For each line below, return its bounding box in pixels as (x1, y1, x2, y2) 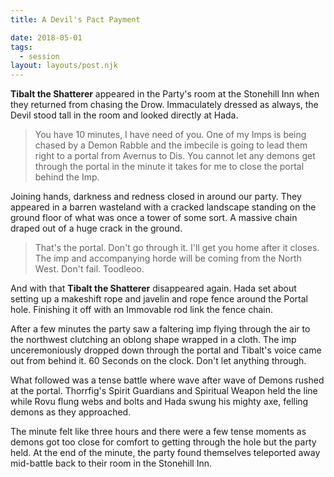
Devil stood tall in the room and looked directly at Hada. (10, 109, 239, 121)
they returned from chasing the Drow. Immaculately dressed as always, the (10, 99, 319, 111)
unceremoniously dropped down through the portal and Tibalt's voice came (10, 344, 322, 356)
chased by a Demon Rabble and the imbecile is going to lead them (34, 139, 308, 151)
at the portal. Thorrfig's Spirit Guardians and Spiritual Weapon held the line (10, 385, 318, 397)
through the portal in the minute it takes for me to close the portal (34, 161, 305, 173)
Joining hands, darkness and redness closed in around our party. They (10, 191, 302, 203)
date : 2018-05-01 (10, 32, 83, 43)
